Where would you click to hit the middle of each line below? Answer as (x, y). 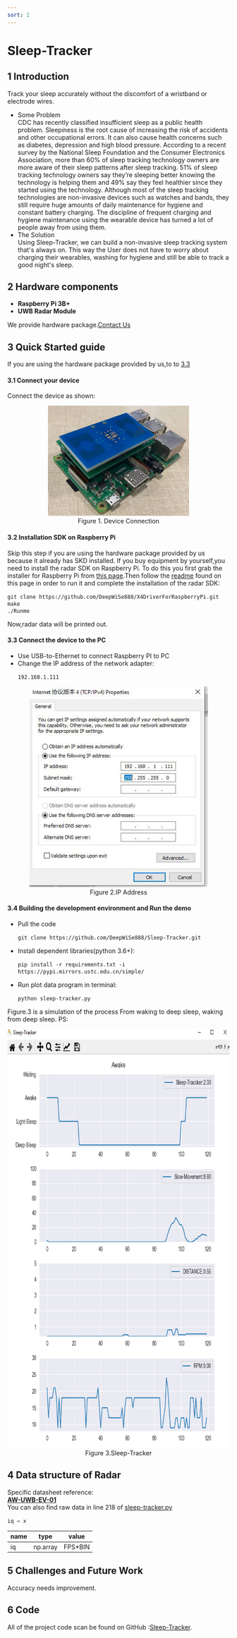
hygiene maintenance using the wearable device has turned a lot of (115, 219)
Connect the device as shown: (51, 396)
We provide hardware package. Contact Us (69, 325)
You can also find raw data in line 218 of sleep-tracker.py (90, 1507)
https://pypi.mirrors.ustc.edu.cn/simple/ (81, 972)
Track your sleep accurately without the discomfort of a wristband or (107, 93)
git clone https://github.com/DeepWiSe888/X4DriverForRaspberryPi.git (113, 597)
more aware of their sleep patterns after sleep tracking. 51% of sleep (117, 167)
